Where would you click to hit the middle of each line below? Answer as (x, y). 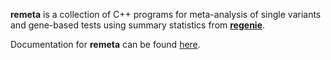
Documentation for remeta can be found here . (105, 44)
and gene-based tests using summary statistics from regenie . (138, 25)
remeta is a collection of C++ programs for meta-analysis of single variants (166, 14)
